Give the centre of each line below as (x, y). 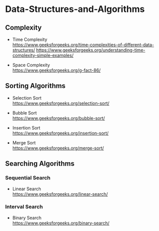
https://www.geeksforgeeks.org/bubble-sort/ (59, 118)
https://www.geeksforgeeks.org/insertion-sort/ (60, 133)
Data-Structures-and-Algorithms (75, 9)
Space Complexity (31, 65)
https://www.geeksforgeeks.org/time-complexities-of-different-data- (83, 45)
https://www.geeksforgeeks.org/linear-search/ (60, 194)
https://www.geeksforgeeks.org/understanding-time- (91, 50)
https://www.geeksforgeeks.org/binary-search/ (61, 223)
